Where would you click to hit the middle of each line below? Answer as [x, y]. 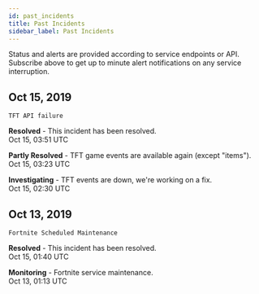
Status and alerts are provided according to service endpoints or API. [124, 55]
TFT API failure [36, 116]
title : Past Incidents [47, 24]
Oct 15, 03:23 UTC [39, 165]
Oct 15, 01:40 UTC [39, 257]
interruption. [29, 72]
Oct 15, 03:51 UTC [39, 140]
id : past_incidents [41, 16]
